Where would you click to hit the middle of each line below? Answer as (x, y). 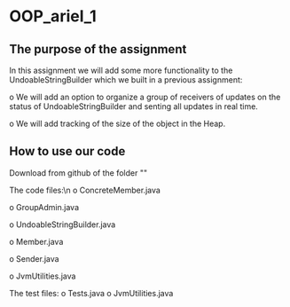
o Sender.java (34, 258)
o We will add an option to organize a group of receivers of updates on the (145, 97)
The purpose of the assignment (98, 49)
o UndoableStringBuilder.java (63, 224)
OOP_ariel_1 (53, 16)
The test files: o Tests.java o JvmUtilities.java (91, 293)
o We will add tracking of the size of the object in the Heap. (118, 123)
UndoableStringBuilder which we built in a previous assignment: (126, 80)
